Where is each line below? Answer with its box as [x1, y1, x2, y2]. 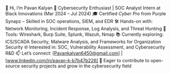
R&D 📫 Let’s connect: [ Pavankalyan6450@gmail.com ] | [5, 50, 123, 56]
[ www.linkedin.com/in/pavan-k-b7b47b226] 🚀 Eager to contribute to [5, 58, 149, 63]
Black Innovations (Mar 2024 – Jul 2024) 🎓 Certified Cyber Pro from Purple [5, 11, 166, 16]
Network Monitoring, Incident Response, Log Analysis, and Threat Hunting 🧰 [5, 26, 166, 32]
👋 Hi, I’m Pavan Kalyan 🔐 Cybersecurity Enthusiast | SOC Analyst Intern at [5, 5, 161, 11]
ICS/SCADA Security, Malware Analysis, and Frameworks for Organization [5, 39, 161, 44]
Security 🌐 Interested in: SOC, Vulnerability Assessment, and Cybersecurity [5, 44, 165, 50]
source [5, 63, 20, 69]
